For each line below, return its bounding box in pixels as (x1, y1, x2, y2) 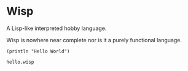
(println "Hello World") (6, 48, 70, 54)
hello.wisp (6, 59, 34, 65)
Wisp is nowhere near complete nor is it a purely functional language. (6, 36, 182, 43)
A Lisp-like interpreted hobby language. (6, 24, 107, 32)
